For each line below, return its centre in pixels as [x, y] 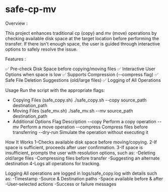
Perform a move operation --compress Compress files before [84, 127]
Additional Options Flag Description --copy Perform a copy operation [84, 121]
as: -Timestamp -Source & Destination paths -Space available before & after [84, 178]
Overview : [16, 23]
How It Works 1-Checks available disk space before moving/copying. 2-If [81, 142]
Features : [16, 59]
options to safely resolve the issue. [41, 49]
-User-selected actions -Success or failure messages [61, 184]
